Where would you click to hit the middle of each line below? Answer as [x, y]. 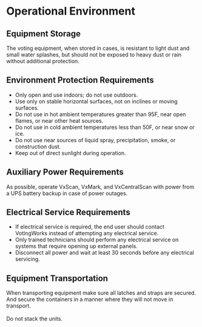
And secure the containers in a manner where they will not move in [90, 300]
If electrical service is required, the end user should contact [90, 227]
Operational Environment [71, 11]
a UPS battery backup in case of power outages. [67, 193]
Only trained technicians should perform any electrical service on [97, 240]
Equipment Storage [43, 34]
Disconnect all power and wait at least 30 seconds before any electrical [104, 253]
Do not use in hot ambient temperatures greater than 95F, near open [100, 114]
